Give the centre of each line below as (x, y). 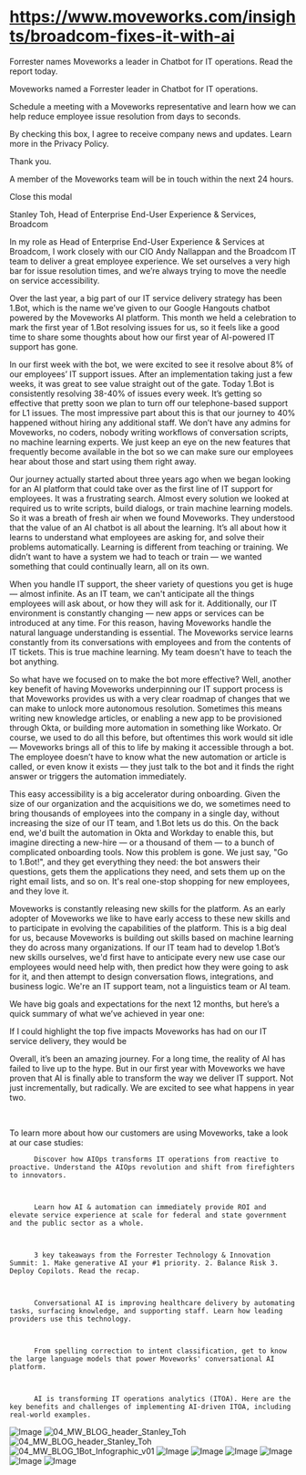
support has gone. (44, 346)
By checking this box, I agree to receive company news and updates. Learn (151, 133)
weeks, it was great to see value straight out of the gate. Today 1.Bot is (142, 383)
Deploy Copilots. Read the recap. (75, 1271)
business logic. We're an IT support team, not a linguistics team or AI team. (150, 986)
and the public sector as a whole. (77, 1223)
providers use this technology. (71, 1319)
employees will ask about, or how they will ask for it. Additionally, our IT (143, 603)
